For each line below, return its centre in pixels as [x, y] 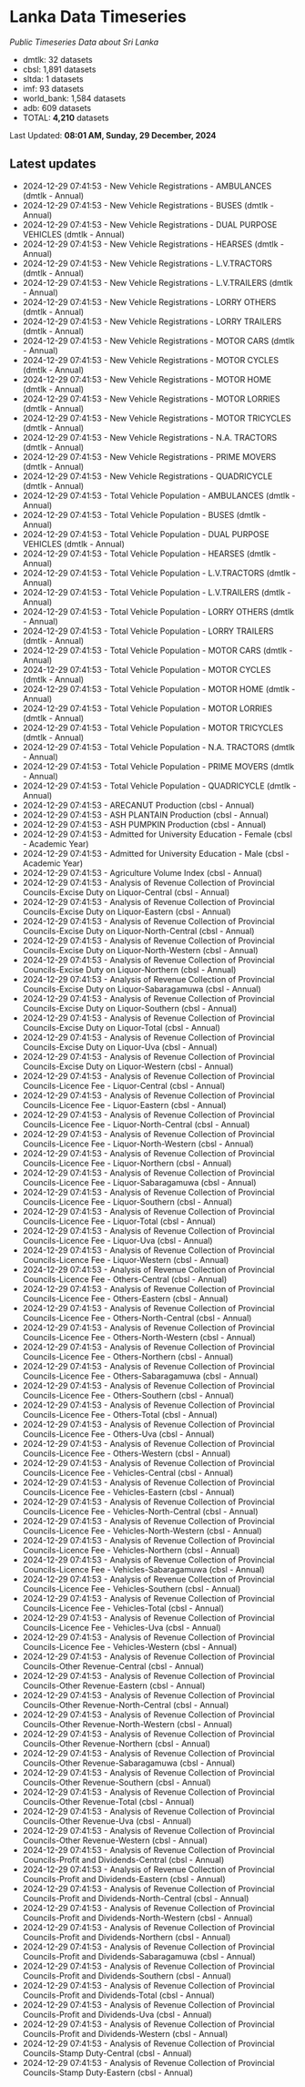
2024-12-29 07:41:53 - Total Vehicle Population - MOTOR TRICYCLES [153, 728]
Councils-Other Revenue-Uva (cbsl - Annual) [107, 1821]
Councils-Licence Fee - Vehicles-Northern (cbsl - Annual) [131, 1550]
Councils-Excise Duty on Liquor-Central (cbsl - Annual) [126, 892]
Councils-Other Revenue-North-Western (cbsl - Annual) [127, 1724]
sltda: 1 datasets [53, 78]
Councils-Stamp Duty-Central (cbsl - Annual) [107, 2053]
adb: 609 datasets [57, 107]
